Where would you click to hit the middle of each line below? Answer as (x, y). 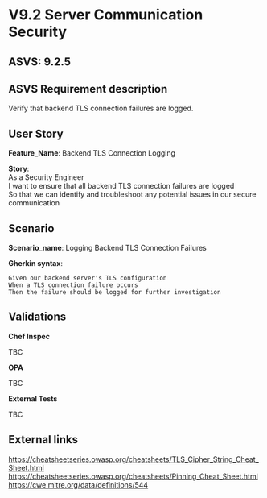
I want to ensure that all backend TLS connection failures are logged (121, 186)
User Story (36, 133)
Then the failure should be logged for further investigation (115, 293)
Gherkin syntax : (35, 264)
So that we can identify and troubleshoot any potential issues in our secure (132, 194)
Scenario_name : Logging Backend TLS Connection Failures (108, 248)
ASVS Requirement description (88, 89)
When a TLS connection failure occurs (73, 285)
